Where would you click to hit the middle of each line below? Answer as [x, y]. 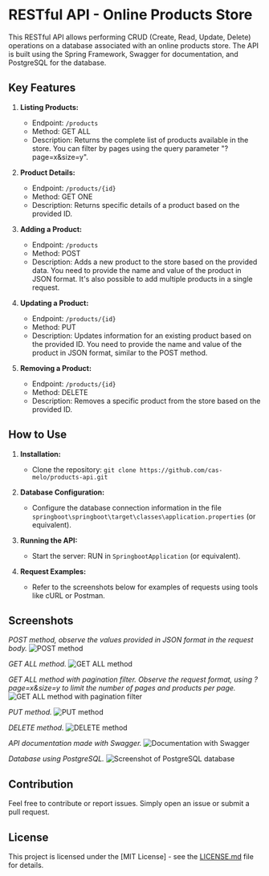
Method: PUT [54, 327]
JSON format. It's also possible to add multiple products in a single [142, 279]
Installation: [41, 454]
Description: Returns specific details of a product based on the [136, 205]
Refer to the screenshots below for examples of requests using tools [145, 587]
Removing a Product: [56, 368]
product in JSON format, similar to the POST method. [120, 352]
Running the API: [49, 540]
